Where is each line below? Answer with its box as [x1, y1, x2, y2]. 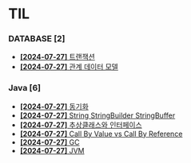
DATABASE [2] [8, 33, 66, 45]
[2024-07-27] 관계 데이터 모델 [19, 62, 118, 72]
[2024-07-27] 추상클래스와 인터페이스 [19, 120, 142, 130]
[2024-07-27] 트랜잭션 [19, 52, 96, 62]
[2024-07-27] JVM [19, 146, 85, 155]
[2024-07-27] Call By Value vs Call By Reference [19, 129, 183, 138]
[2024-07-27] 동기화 [19, 101, 90, 111]
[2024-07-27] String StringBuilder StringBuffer [19, 111, 176, 120]
